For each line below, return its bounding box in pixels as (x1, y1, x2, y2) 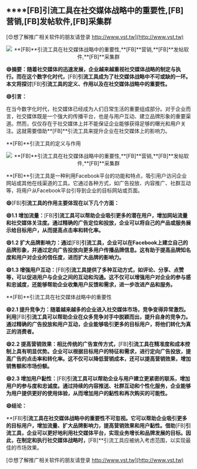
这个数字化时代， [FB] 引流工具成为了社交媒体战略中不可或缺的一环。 (26, 73, 191, 80)
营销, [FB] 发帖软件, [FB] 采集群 (6, 16, 112, 26)
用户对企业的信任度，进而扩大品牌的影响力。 (16, 253, 124, 260)
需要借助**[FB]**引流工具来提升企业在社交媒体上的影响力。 (26, 127, 171, 134)
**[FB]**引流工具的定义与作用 (6, 140, 81, 147)
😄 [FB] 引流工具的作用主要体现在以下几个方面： (6, 199, 120, 206)
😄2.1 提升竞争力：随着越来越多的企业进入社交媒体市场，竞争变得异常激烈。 (6, 306, 189, 313)
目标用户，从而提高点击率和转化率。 (16, 226, 104, 233)
